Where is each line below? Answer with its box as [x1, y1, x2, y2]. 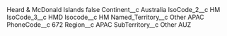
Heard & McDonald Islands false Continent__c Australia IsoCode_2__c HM [6, 6, 221, 13]
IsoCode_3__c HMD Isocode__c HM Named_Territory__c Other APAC [6, 13, 204, 21]
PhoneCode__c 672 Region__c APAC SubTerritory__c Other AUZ [6, 20, 192, 29]
